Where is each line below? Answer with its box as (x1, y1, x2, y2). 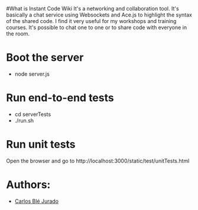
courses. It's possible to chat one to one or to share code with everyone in (6, 24, 187, 31)
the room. (6, 30, 30, 37)
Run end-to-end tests (6, 91, 114, 105)
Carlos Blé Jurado (14, 198, 59, 205)
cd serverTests (14, 111, 51, 118)
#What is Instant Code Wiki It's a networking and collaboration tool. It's (6, 5, 179, 12)
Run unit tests (6, 138, 76, 151)
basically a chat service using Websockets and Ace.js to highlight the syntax (6, 11, 192, 18)
